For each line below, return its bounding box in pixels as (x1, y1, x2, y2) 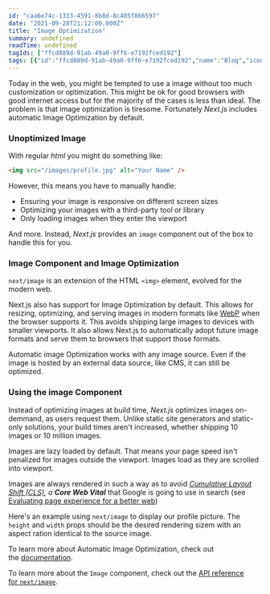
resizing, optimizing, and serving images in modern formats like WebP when (8, 308, 260, 318)
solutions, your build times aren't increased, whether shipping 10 (23, 422, 239, 432)
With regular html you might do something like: (8, 151, 163, 161)
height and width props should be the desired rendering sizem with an (8, 519, 241, 530)
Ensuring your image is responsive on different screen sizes (19, 197, 219, 206)
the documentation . (8, 552, 74, 562)
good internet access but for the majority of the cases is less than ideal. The (8, 96, 261, 105)
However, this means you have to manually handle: (8, 181, 177, 191)
